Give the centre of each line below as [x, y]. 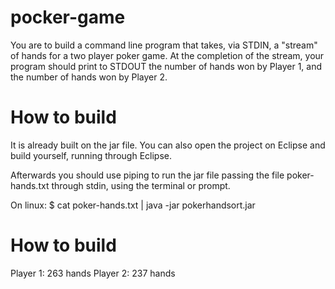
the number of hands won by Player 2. [89, 77]
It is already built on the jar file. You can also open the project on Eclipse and [168, 145]
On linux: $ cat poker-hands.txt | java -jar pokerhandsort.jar [133, 205]
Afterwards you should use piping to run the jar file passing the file [147, 175]
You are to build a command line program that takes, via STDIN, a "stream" [164, 45]
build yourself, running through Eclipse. [91, 155]
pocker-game [68, 17]
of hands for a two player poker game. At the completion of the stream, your [167, 55]
